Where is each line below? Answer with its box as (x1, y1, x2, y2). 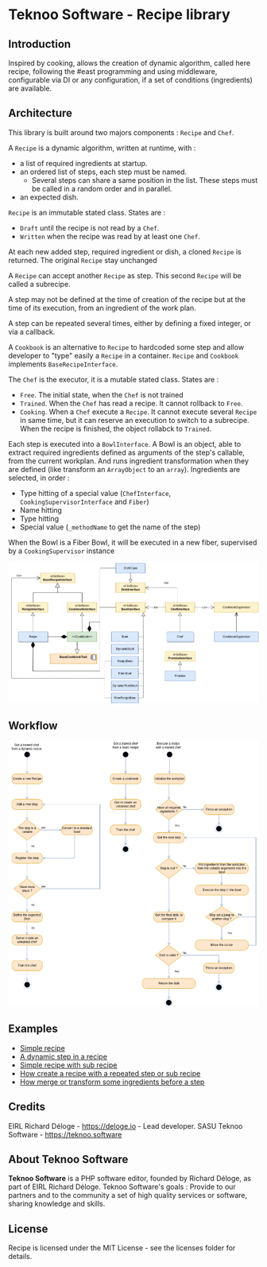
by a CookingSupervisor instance (8, 546, 115, 556)
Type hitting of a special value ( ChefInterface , (19, 488, 172, 498)
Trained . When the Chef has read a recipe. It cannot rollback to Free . (19, 398, 243, 408)
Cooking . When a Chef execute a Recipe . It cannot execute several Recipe (19, 407, 257, 417)
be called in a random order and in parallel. (31, 184, 172, 193)
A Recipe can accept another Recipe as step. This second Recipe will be (8, 270, 242, 280)
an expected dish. (19, 192, 79, 202)
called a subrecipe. (8, 279, 71, 289)
